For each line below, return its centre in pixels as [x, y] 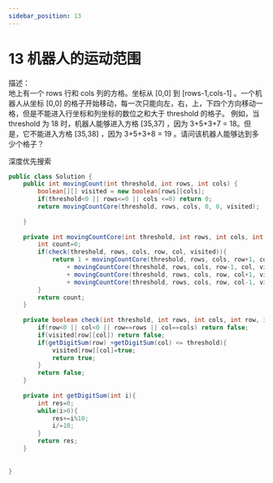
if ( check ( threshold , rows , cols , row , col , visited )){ [132, 252]
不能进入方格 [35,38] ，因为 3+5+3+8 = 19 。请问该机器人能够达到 [141, 133]
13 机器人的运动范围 [75, 59]
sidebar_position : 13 [45, 16]
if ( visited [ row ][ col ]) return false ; [101, 335]
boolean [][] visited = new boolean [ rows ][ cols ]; [121, 192]
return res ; [58, 441]
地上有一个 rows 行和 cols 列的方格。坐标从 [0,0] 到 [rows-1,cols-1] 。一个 [132, 93]
